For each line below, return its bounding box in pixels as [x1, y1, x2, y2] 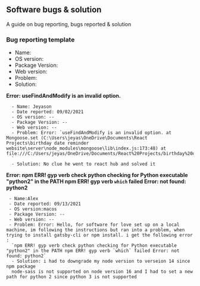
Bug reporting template [6, 35, 75, 43]
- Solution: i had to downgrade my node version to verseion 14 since [11, 259, 190, 265]
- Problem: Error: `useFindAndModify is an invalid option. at [11, 130, 171, 136]
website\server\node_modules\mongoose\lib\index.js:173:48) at [6, 145, 167, 151]
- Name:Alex [8, 196, 39, 202]
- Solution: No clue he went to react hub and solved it [11, 161, 156, 167]
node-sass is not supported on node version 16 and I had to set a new [11, 269, 193, 275]
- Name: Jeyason [11, 104, 52, 110]
